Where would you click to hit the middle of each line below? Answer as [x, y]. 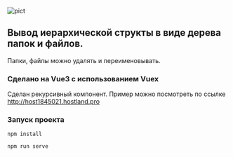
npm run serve [28, 146]
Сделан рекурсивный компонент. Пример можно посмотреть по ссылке [116, 94]
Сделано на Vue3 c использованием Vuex [83, 78]
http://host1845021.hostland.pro [54, 102]
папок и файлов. [45, 44]
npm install [25, 134]
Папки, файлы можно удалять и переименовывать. [84, 60]
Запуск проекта [36, 120]
